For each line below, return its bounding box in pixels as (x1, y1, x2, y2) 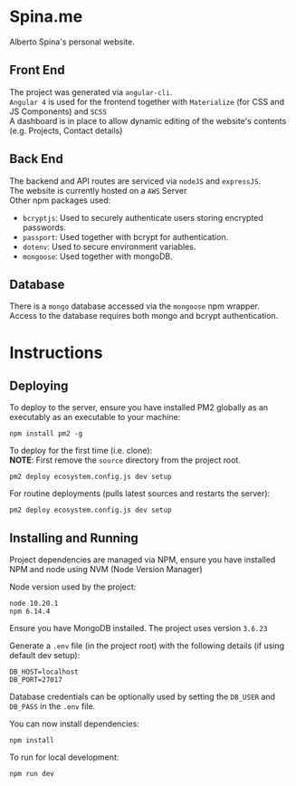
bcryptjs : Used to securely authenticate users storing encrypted (22, 212, 264, 223)
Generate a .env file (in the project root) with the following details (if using (9, 640, 285, 651)
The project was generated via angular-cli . (9, 86, 173, 97)
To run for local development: (9, 752, 119, 762)
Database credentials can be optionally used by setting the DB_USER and (9, 691, 276, 703)
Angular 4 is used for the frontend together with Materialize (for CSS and (9, 96, 285, 107)
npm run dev (9, 770, 54, 779)
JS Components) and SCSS (9, 106, 107, 117)
